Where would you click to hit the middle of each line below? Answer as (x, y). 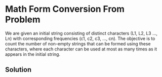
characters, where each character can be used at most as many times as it (81, 49)
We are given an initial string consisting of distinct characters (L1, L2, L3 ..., (81, 33)
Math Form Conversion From (65, 9)
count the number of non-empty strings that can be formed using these (78, 43)
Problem (23, 19)
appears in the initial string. (33, 54)
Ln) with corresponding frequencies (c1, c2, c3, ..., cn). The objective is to (80, 38)
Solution (18, 70)
